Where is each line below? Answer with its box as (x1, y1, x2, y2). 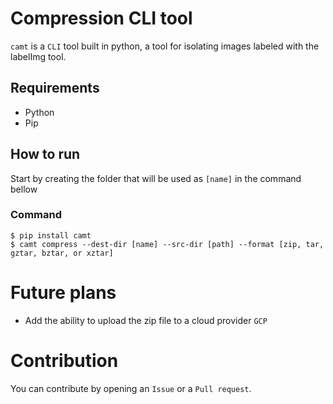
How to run (10, 146, 81, 163)
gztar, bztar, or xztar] (10, 248, 114, 258)
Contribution (10, 349, 119, 372)
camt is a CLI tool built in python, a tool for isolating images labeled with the (10, 40, 320, 52)
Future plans (10, 282, 117, 304)
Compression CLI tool (10, 7, 193, 30)
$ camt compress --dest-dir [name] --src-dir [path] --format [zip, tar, (10, 239, 325, 249)
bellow (10, 183, 38, 195)
